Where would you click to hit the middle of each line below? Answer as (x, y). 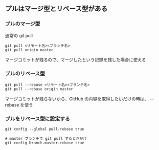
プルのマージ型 (23, 24)
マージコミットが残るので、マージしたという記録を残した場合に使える (76, 60)
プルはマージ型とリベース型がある (56, 9)
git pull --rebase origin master (39, 89)
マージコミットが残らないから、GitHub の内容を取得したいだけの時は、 (77, 99)
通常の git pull (19, 35)
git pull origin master (29, 50)
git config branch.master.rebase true (45, 143)
